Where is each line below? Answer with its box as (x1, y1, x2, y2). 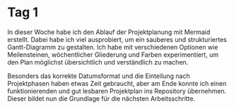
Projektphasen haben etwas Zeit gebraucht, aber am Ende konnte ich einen (7, 79, 227, 87)
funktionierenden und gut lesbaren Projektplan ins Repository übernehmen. (7, 87, 227, 95)
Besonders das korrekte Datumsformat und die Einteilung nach (7, 72, 190, 80)
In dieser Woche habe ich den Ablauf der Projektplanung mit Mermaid (7, 28, 211, 36)
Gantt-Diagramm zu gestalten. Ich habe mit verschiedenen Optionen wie (7, 43, 218, 51)
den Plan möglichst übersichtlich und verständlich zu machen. (7, 57, 189, 66)
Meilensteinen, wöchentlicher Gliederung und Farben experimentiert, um (7, 50, 219, 59)
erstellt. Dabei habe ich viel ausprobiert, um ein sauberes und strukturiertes (7, 35, 228, 43)
